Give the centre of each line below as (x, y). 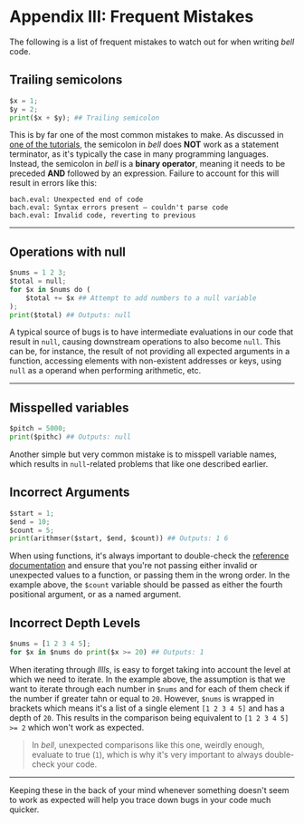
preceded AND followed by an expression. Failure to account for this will (144, 173)
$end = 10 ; (30, 522)
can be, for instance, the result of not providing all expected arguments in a (150, 352)
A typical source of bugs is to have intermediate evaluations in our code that (152, 332)
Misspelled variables (69, 407)
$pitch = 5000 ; (38, 429)
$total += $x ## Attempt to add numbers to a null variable (141, 298)
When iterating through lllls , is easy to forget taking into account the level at (150, 669)
